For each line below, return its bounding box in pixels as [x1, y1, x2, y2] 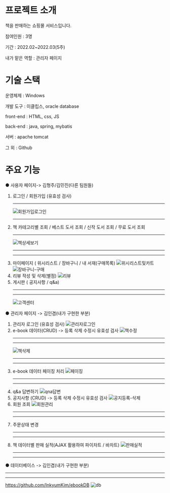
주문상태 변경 [12, 421, 39, 427]
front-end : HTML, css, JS [5, 113, 60, 120]
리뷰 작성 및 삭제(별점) [12, 273, 57, 279]
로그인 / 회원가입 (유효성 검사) [12, 193, 72, 199]
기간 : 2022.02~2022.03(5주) [5, 44, 65, 50]
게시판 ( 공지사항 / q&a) [12, 279, 60, 285]
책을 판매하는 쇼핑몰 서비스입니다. [5, 22, 72, 28]
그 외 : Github [5, 144, 33, 151]
